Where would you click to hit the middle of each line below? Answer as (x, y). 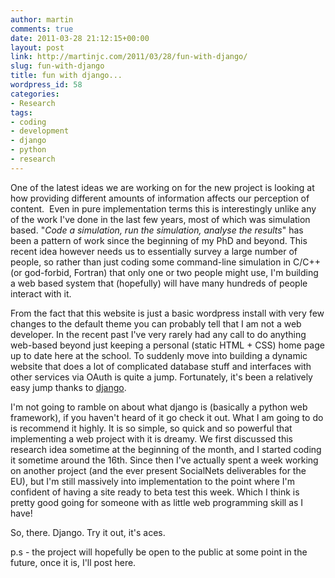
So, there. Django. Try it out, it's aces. (88, 532)
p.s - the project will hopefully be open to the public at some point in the (159, 552)
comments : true (42, 29)
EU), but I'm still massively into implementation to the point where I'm (152, 481)
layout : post (37, 47)
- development (40, 131)
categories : (35, 94)
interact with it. (41, 293)
